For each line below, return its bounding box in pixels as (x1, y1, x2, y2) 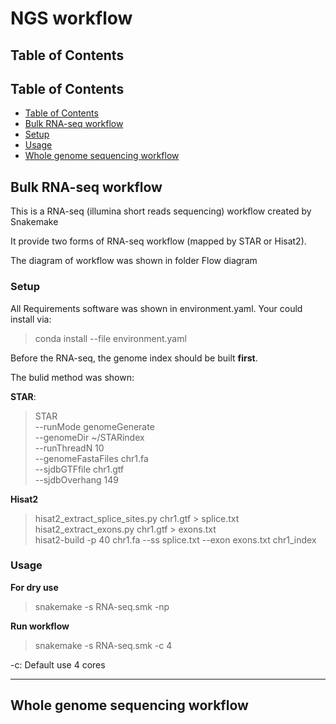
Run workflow (10, 620, 70, 632)
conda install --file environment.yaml (34, 332, 187, 344)
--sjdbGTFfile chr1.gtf (34, 463, 125, 475)
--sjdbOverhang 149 (34, 473, 119, 486)
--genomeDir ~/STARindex (34, 431, 145, 443)
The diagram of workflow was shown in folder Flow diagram (10, 255, 258, 267)
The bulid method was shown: (10, 371, 135, 383)
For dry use (10, 581, 59, 593)
